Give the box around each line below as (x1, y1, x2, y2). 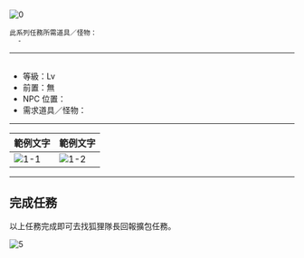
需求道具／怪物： (22, 104, 87, 115)
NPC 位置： (22, 93, 66, 104)
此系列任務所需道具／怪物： (9, 28, 98, 38)
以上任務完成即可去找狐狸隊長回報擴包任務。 (9, 221, 176, 232)
